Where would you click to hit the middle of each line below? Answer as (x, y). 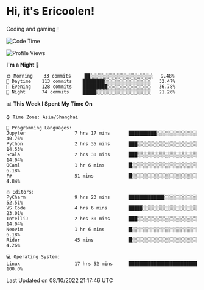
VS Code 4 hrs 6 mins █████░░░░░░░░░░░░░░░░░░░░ (102, 208)
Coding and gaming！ (33, 29)
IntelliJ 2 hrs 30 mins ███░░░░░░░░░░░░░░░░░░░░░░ (102, 219)
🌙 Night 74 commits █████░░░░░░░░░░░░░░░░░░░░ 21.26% (91, 92)
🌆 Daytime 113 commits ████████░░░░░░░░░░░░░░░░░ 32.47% (91, 81)
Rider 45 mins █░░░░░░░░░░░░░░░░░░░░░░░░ (102, 240)
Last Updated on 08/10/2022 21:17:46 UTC (60, 280)
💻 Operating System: (33, 257)
